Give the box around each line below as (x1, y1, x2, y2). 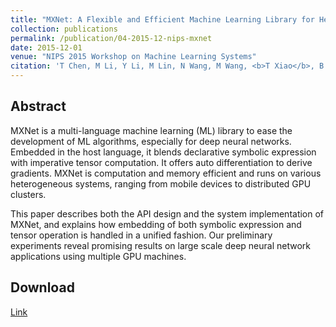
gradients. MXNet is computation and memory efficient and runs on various (10, 167, 322, 179)
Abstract (10, 98, 67, 115)
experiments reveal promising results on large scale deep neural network (10, 239, 311, 251)
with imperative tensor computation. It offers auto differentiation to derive (10, 156, 313, 168)
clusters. (10, 188, 47, 200)
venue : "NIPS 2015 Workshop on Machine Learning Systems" (10, 52, 257, 62)
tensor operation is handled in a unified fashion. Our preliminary (10, 229, 273, 241)
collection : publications (10, 24, 118, 34)
